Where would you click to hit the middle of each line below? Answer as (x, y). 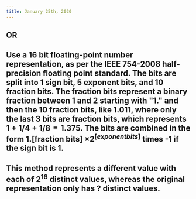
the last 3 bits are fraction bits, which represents (97, 119)
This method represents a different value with (91, 168)
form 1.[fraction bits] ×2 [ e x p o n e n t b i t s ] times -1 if (93, 138)
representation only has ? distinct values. (83, 188)
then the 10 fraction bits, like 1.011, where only (91, 110)
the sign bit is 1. (35, 148)
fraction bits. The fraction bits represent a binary (97, 92)
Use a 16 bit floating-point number (70, 55)
